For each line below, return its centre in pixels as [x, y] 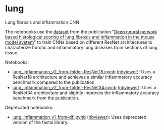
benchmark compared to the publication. [54, 82]
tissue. [12, 53]
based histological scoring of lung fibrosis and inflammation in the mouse [80, 37]
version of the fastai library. [40, 122]
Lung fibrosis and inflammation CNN [42, 22]
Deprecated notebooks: [29, 107]
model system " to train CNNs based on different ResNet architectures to [79, 42]
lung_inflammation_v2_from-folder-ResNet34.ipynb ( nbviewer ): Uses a [84, 87]
